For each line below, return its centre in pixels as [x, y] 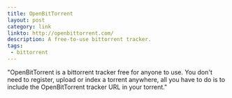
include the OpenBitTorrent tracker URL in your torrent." [87, 87]
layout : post [26, 20]
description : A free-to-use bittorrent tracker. [79, 40]
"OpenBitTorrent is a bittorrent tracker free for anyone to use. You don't [110, 72]
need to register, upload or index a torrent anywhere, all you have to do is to [116, 79]
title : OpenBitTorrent [40, 14]
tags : [15, 46]
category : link [29, 26]
